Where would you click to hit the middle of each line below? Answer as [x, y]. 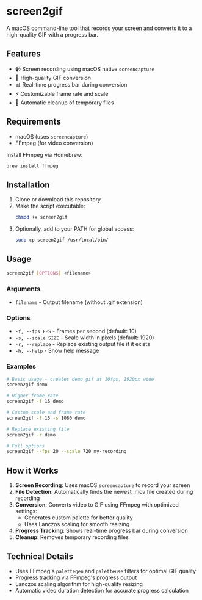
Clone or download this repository [58, 200]
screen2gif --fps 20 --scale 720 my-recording [67, 452]
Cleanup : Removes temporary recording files [72, 537]
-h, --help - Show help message [57, 351]
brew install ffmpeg [33, 166]
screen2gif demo [27, 385]
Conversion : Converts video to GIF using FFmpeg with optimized [97, 505]
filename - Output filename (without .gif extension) [79, 302]
